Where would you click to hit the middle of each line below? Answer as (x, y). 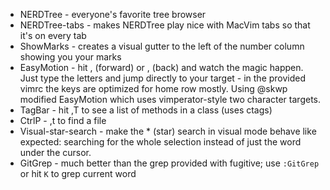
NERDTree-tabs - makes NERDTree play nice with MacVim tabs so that (165, 25)
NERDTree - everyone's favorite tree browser (113, 14)
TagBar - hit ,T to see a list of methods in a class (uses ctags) (146, 110)
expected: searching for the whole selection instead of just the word (160, 142)
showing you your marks (70, 57)
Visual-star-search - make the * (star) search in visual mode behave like (168, 131)
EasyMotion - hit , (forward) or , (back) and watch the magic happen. (161, 67)
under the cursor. (55, 152)
